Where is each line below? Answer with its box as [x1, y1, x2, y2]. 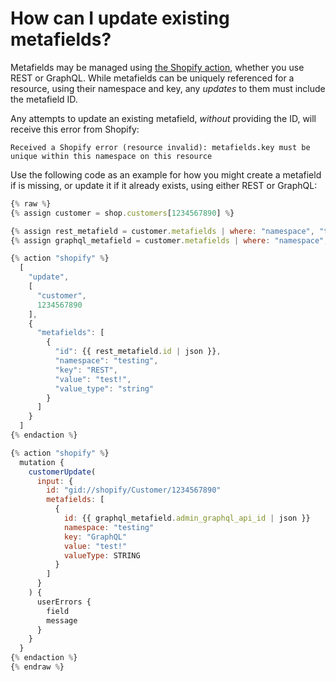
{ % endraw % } [10, 662, 65, 672]
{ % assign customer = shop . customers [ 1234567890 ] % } [10, 208, 235, 218]
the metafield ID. [10, 93, 78, 105]
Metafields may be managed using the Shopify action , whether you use [10, 61, 305, 73]
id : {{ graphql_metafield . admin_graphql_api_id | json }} [63, 513, 311, 524]
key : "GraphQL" [63, 532, 128, 542]
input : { [36, 476, 74, 486]
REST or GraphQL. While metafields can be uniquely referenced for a [10, 72, 295, 84]
